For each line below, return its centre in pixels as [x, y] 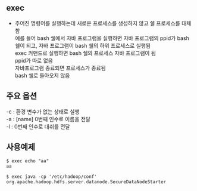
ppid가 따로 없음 [34, 60]
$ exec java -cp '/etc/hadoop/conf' [51, 177]
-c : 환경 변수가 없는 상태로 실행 [43, 112]
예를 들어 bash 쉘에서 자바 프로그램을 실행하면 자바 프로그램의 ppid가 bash [102, 38]
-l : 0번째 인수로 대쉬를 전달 [38, 127]
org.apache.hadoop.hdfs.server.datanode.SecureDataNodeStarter [86, 182]
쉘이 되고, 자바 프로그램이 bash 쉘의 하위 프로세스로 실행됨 [82, 45]
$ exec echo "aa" [28, 161]
